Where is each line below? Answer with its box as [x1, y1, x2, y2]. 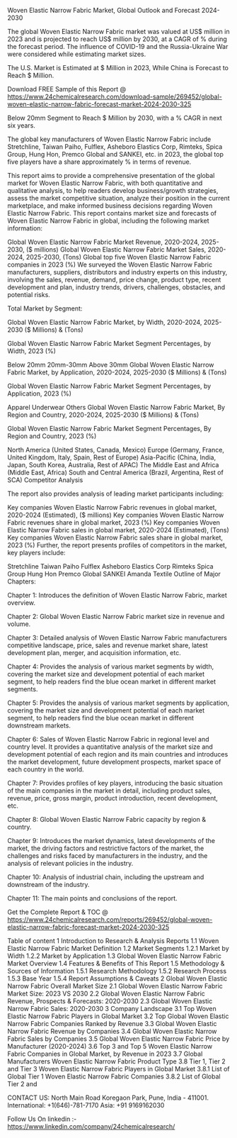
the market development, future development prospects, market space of [7, 758, 221, 766]
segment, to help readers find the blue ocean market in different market [7, 677, 216, 686]
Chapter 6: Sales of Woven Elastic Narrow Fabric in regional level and [7, 735, 210, 743]
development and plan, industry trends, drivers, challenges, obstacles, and [7, 283, 225, 291]
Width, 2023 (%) [7, 347, 57, 355]
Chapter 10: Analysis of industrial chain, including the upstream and [7, 873, 204, 881]
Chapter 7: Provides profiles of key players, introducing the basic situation [7, 779, 223, 787]
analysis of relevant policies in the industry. [7, 859, 134, 867]
